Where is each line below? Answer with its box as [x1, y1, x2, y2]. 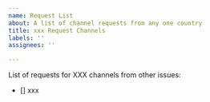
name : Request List [8, 11, 74, 20]
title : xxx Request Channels [8, 26, 106, 34]
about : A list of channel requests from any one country [8, 19, 203, 27]
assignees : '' [8, 41, 56, 49]
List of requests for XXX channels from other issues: [8, 70, 182, 80]
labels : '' [8, 33, 45, 42]
